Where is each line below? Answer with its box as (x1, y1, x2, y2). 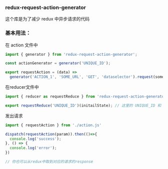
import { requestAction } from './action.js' (5, 123, 101, 128)
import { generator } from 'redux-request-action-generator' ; (5, 52, 137, 57)
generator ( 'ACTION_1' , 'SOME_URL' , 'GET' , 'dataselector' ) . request (9, 74, 153, 80)
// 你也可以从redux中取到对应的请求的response (5, 159, 93, 165)
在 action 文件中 (5, 42, 38, 48)
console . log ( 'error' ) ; (9, 146, 57, 151)
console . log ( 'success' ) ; (9, 136, 61, 141)
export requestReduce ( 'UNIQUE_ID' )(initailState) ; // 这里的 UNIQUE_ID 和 (5, 103, 161, 108)
